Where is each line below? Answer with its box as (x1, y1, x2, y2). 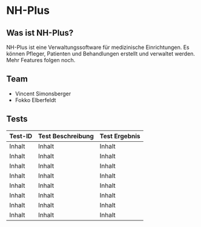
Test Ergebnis (99, 132, 140, 140)
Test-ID (9, 132, 33, 140)
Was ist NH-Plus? (6, 28, 74, 38)
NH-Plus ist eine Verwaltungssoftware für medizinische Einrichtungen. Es (6, 43, 189, 51)
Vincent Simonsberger (15, 90, 71, 97)
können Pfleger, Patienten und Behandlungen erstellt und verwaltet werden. (6, 50, 196, 57)
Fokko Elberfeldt (15, 96, 56, 103)
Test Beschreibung (38, 132, 94, 140)
